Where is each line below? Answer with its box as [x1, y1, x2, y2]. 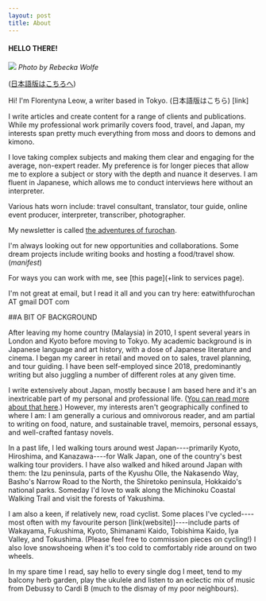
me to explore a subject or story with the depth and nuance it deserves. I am [8, 169, 258, 179]
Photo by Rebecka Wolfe [17, 62, 99, 72]
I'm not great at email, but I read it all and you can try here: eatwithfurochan [8, 288, 256, 298]
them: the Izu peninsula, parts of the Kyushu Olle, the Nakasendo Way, [8, 468, 239, 478]
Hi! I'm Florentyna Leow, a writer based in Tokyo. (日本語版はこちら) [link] [8, 95, 249, 105]
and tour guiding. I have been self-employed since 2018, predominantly [8, 361, 241, 370]
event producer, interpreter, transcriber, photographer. [8, 210, 186, 219]
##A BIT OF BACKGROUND [8, 312, 98, 322]
